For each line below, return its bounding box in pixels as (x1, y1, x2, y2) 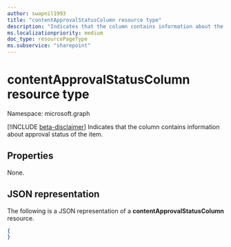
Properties (7, 150, 54, 162)
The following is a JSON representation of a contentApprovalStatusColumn (7, 206, 224, 215)
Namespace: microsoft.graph (7, 109, 90, 117)
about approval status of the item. (7, 130, 103, 138)
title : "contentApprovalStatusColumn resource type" (7, 17, 162, 23)
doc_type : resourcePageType (7, 36, 88, 43)
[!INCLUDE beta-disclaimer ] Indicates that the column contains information (7, 122, 220, 131)
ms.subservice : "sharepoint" (7, 42, 91, 49)
